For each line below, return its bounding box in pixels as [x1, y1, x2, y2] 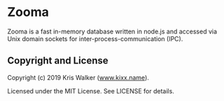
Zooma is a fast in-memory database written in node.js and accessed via [7, 27, 218, 36]
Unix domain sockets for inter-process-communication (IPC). [7, 34, 183, 42]
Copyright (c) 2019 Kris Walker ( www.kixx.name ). [7, 73, 149, 81]
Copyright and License [7, 55, 108, 67]
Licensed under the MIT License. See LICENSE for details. [7, 86, 175, 95]
